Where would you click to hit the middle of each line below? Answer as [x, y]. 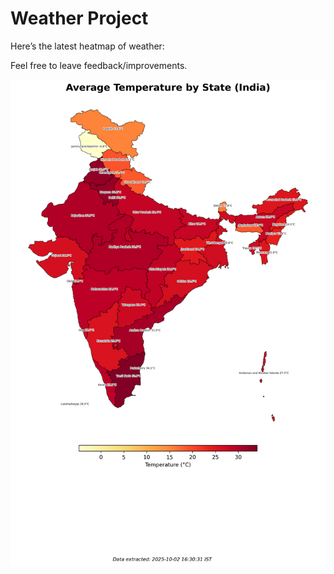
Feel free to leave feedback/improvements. [99, 65]
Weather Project [79, 18]
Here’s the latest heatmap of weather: [87, 46]
